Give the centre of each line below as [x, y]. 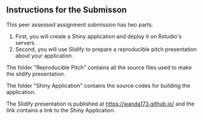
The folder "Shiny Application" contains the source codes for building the [98, 85]
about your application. [44, 55]
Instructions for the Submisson [66, 10]
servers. [26, 42]
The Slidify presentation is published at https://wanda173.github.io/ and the [101, 104]
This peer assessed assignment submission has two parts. [80, 24]
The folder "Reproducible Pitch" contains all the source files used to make [99, 67]
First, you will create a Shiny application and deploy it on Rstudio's [98, 36]
